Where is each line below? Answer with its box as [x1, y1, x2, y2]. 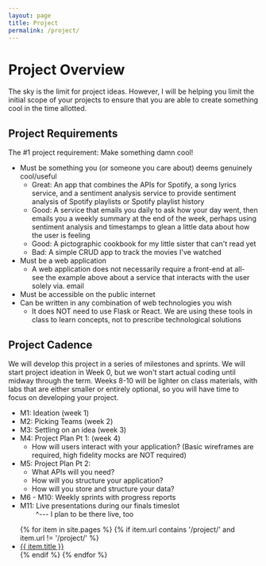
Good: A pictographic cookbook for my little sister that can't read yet [31, 239, 256, 248]
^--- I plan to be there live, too [35, 509, 134, 518]
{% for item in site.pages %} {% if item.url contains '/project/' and [19, 525, 236, 534]
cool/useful [19, 171, 57, 181]
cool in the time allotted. [8, 104, 87, 114]
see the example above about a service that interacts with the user [31, 273, 250, 283]
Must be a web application [19, 256, 107, 266]
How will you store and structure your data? [31, 483, 175, 493]
